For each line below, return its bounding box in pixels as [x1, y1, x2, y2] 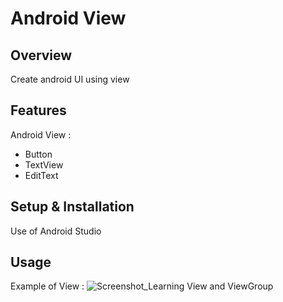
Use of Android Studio [10, 225, 102, 237]
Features [10, 102, 67, 119]
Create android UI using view [10, 73, 130, 85]
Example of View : [10, 280, 85, 292]
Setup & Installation [10, 198, 135, 216]
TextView [24, 158, 64, 171]
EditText [24, 169, 59, 181]
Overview [10, 47, 73, 64]
